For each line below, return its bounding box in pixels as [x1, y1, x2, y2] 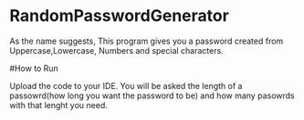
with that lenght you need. [9, 99, 108, 110]
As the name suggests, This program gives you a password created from [9, 35, 284, 46]
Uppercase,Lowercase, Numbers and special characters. [9, 45, 224, 55]
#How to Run [9, 63, 59, 74]
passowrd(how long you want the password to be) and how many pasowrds [9, 90, 295, 101]
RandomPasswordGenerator [9, 5, 230, 26]
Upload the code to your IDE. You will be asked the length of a [9, 80, 243, 91]
